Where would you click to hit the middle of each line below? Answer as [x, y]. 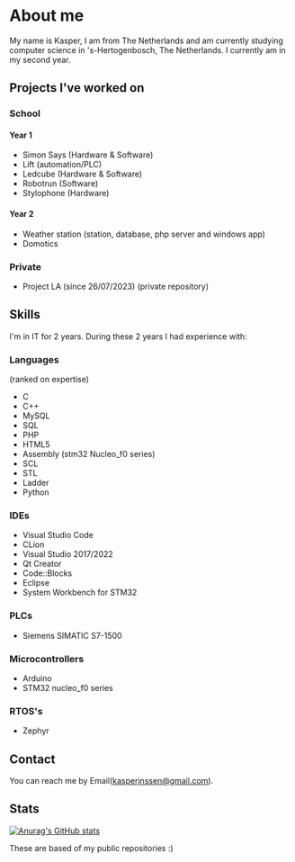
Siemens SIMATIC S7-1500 [72, 635]
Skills [25, 314]
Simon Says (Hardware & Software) [88, 155]
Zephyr [36, 731]
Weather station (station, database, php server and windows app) [143, 234]
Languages [35, 359]
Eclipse [36, 583]
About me [47, 16]
